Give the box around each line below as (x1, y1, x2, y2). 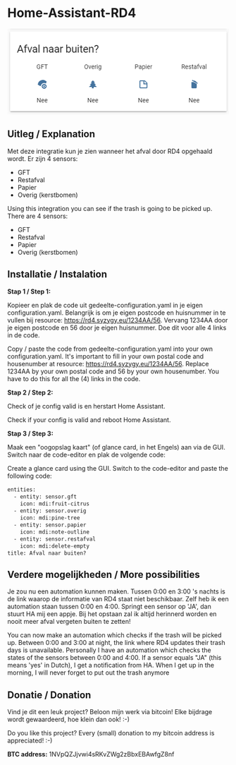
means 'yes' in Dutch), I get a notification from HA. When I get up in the (7, 661, 215, 670)
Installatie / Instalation (7, 268, 108, 280)
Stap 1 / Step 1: (7, 287, 51, 296)
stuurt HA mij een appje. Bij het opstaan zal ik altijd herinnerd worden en (7, 610, 217, 618)
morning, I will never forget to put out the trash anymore (7, 668, 170, 677)
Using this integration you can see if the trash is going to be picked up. (7, 204, 213, 212)
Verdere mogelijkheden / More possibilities (7, 568, 201, 580)
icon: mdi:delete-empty (20, 542, 90, 550)
